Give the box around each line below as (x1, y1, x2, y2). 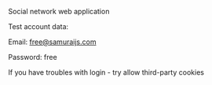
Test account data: (8, 22, 69, 31)
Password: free (8, 53, 57, 61)
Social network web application (8, 7, 110, 16)
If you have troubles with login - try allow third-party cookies (8, 68, 204, 77)
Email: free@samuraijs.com (8, 37, 97, 46)
